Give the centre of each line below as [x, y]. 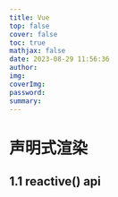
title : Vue [29, 17]
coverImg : [28, 84]
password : [28, 92]
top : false [29, 26]
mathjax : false [38, 51]
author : [24, 68]
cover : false [34, 34]
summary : [25, 101]
